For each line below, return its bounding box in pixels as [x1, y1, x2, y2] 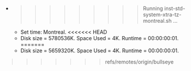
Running [142, 5, 163, 12]
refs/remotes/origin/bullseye [105, 58, 174, 65]
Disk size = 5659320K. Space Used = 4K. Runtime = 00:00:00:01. [20, 47, 179, 54]
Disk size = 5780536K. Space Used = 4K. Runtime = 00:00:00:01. [20, 35, 179, 41]
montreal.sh [142, 17, 172, 24]
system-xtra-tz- [142, 11, 182, 18]
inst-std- [163, 5, 186, 12]
